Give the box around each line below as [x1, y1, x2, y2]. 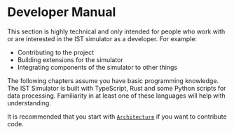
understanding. [7, 98, 51, 107]
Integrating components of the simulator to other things [17, 63, 178, 71]
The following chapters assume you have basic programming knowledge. [7, 76, 219, 84]
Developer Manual [7, 4, 116, 20]
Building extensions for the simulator [17, 55, 124, 64]
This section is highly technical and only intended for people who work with [7, 27, 226, 36]
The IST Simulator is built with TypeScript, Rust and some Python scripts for [7, 84, 226, 92]
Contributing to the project [17, 48, 95, 57]
